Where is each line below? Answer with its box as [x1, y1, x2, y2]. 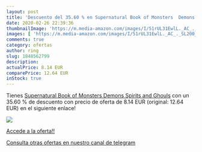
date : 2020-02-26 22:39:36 [6, 20, 74, 26]
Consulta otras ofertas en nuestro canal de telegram [6, 139, 136, 147]
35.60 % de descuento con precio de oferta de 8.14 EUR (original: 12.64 [6, 98, 184, 105]
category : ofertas [6, 42, 52, 48]
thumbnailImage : [6, 25, 47, 32]
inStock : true [6, 75, 42, 81]
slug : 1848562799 [6, 53, 50, 59]
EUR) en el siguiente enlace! [6, 105, 76, 112]
